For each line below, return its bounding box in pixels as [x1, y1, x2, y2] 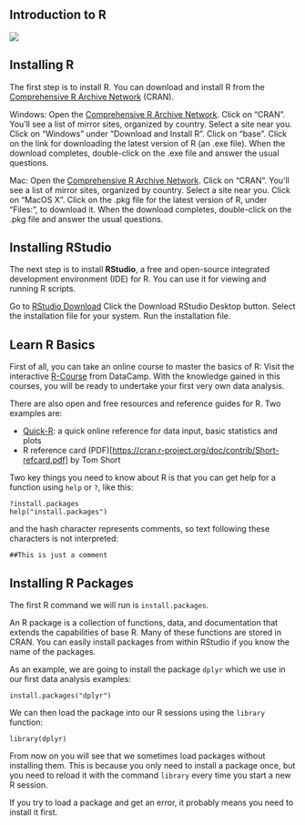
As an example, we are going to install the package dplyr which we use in [9, 664, 286, 675]
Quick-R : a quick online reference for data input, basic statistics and [22, 425, 278, 436]
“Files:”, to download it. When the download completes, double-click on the [9, 204, 292, 215]
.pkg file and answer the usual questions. [9, 213, 164, 224]
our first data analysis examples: [9, 674, 132, 685]
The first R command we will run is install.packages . [9, 600, 209, 611]
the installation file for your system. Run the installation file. [9, 311, 231, 321]
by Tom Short [69, 454, 121, 465]
